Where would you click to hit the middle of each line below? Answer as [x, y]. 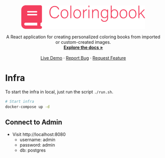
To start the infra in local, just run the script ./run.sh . [59, 92]
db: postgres [33, 150]
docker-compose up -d [27, 107]
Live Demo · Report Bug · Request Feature [83, 58]
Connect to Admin [34, 122]
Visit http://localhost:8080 [39, 134]
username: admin [37, 140]
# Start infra [20, 102]
